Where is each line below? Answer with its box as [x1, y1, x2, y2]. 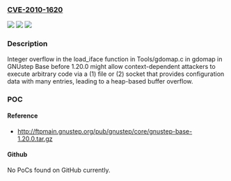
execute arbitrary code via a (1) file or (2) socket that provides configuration [7, 70, 225, 78]
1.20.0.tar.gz [17, 134, 53, 143]
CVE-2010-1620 [7, 5, 63, 15]
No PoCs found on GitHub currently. [7, 166, 111, 174]
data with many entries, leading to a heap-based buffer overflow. [7, 77, 193, 85]
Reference [7, 111, 38, 120]
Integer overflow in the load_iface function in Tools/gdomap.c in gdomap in [7, 54, 223, 63]
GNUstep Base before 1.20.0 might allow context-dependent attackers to [7, 62, 216, 70]
